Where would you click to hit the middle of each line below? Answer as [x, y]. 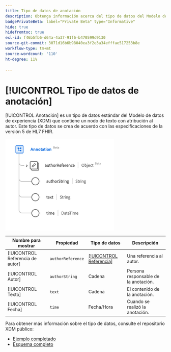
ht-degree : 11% [21, 59]
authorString [63, 277]
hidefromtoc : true [25, 32]
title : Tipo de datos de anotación [43, 11]
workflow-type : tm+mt [28, 48]
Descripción [145, 243]
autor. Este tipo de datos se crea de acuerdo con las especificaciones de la [84, 126]
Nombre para [26, 240]
